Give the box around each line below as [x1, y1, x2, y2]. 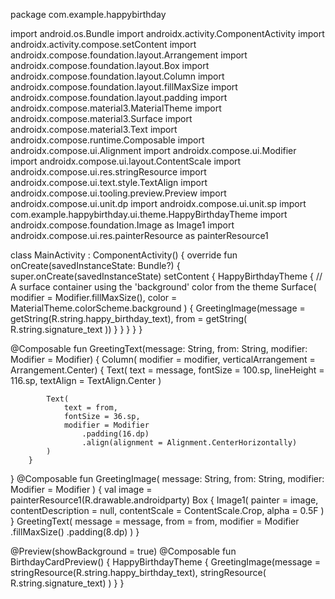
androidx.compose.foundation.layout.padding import [10, 92, 228, 103]
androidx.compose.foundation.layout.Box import [10, 60, 210, 71]
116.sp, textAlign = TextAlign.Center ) [10, 375, 162, 386]
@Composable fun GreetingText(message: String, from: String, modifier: [10, 343, 308, 354]
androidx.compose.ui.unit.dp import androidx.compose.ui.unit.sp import [10, 198, 307, 209]
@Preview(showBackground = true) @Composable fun [10, 545, 237, 557]
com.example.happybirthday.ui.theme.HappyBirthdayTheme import [10, 209, 288, 220]
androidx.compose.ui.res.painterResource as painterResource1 [10, 230, 269, 241]
